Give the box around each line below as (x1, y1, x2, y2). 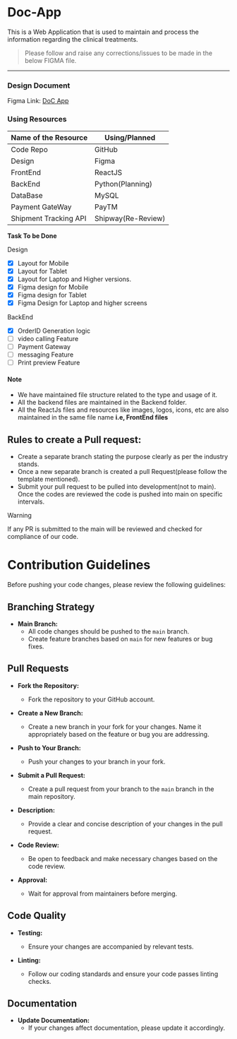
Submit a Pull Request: (17, 771, 86, 779)
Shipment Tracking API (11, 213, 87, 223)
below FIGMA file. (24, 56, 77, 64)
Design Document (7, 81, 71, 90)
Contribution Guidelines (7, 557, 151, 573)
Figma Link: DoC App (7, 97, 69, 105)
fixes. (28, 642, 44, 651)
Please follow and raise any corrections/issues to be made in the (24, 49, 213, 57)
